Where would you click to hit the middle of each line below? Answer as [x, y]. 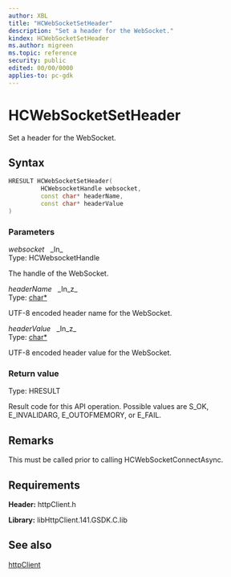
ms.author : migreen [41, 46]
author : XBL [28, 16]
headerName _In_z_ [43, 289]
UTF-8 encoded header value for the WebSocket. [90, 353]
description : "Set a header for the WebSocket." [91, 31]
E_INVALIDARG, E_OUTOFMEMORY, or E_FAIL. [85, 415]
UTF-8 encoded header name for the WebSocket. [90, 313]
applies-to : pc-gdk [41, 76]
